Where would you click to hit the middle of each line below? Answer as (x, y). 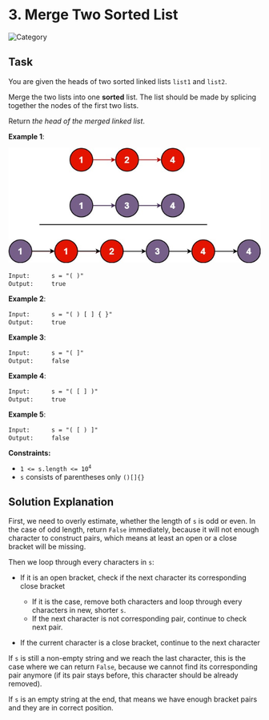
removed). (25, 684)
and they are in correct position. (61, 708)
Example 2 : (27, 299)
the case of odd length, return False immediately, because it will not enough (134, 529)
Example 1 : (26, 136)
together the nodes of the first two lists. (74, 105)
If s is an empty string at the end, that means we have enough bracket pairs (133, 699)
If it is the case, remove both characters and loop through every (137, 601)
